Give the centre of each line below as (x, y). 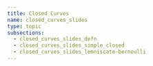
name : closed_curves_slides (48, 20)
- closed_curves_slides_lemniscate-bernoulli (80, 52)
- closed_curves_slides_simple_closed (69, 45)
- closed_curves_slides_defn (55, 39)
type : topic (24, 26)
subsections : (26, 33)
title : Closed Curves (38, 13)
